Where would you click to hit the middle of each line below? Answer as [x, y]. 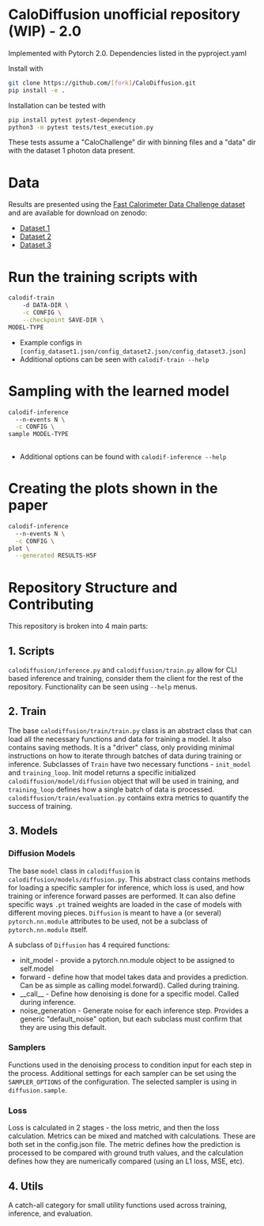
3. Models [33, 831]
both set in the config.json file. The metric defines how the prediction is [124, 1145]
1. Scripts [32, 651]
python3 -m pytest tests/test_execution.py [81, 127]
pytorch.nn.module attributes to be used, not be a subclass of [108, 921]
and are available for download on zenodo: [78, 213]
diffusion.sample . [38, 1090]
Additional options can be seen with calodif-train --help [114, 359]
